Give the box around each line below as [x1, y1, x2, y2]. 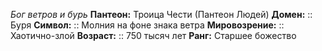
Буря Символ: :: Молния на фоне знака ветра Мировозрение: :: [10, 19, 285, 31]
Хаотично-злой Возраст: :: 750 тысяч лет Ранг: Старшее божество [10, 30, 297, 41]
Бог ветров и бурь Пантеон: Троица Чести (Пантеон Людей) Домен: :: [10, 9, 313, 20]
